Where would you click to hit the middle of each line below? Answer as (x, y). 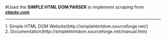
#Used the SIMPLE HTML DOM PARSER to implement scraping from (75, 7)
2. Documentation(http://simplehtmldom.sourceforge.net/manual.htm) (76, 31)
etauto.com (17, 12)
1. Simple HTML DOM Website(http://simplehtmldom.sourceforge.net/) (77, 26)
